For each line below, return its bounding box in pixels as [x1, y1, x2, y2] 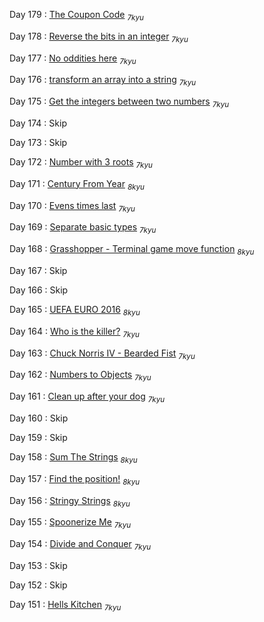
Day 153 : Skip [9, 559, 68, 571]
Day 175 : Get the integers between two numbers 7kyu [9, 95, 230, 109]
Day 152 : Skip [9, 579, 68, 591]
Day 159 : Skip [9, 431, 68, 443]
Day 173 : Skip [9, 136, 68, 148]
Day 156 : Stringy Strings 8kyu [9, 494, 131, 509]
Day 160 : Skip [9, 412, 69, 424]
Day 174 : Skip [9, 117, 67, 129]
